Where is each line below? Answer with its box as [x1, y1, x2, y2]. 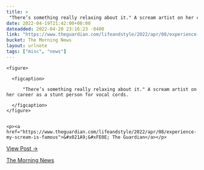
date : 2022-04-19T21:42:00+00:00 [6, 20, 91, 26]
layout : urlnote [6, 43, 47, 49]
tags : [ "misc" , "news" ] [6, 49, 67, 55]
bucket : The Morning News [6, 37, 72, 43]
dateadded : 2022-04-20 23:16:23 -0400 [6, 25, 104, 32]
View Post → [6, 144, 38, 152]
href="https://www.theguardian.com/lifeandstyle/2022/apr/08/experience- [6, 129, 197, 135]
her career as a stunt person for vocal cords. [6, 92, 129, 98]
